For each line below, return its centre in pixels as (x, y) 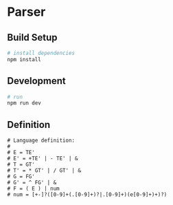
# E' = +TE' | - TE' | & (43, 159)
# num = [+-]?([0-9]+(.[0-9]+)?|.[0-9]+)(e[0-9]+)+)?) (87, 195)
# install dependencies (41, 53)
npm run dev (24, 103)
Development (37, 81)
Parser (26, 12)
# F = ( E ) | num (33, 189)
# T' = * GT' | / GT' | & (44, 171)
